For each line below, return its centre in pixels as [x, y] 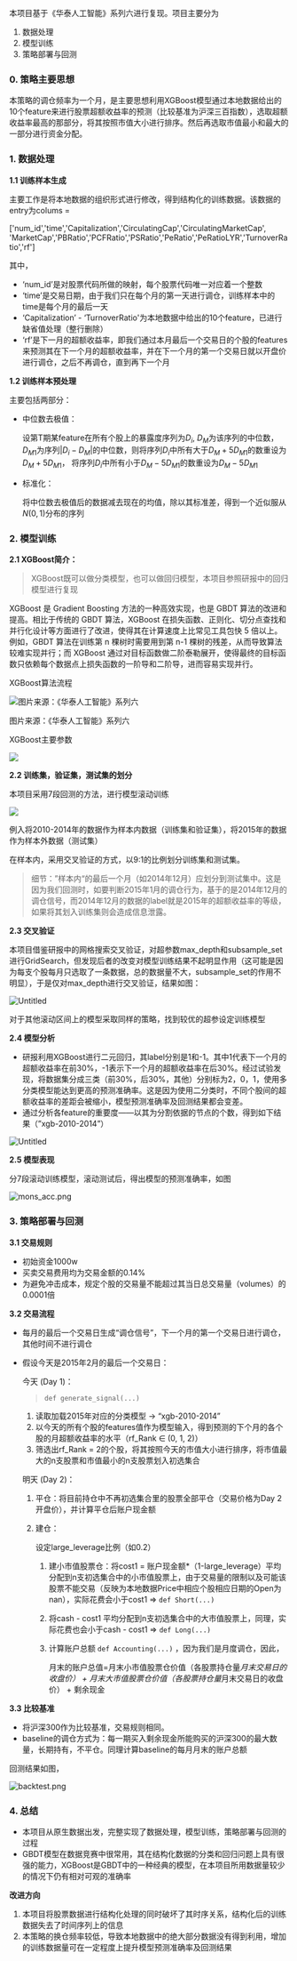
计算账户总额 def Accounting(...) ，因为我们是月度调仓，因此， [166, 1648]
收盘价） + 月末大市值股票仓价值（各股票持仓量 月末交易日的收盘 [166, 1678]
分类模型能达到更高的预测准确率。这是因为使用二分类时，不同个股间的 [150, 1090]
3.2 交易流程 [32, 1314]
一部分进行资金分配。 [48, 134]
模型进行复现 [54, 590]
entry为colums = [40, 210]
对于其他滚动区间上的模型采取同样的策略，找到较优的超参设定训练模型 [137, 1019]
